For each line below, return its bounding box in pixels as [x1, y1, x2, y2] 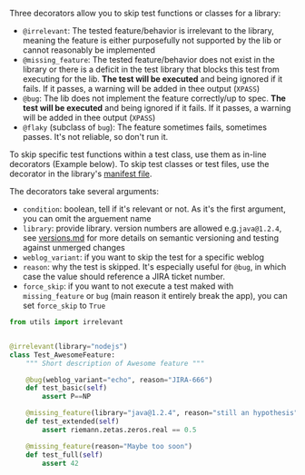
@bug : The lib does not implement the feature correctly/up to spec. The [22, 93, 286, 104]
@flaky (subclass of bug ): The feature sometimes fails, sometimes [22, 122, 268, 133]
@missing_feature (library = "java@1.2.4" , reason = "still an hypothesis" [25, 409, 299, 418]
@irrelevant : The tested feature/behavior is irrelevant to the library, [22, 25, 275, 35]
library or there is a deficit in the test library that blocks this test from [22, 64, 280, 74]
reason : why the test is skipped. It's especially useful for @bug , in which [22, 262, 287, 272]
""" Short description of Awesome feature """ [25, 359, 205, 368]
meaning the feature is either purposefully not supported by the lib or [22, 35, 282, 45]
